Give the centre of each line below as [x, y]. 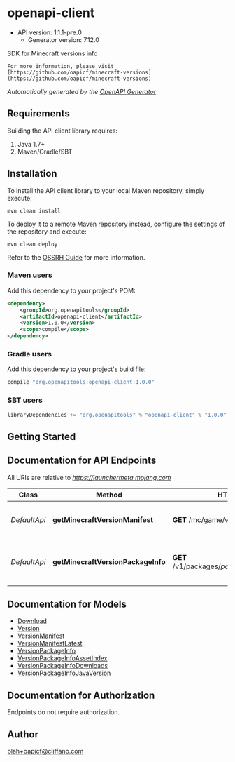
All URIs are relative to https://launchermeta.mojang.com [89, 477]
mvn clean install [34, 211]
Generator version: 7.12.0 [63, 39]
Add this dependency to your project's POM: [71, 290]
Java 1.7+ [31, 144]
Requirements [38, 114]
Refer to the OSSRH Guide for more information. [76, 257]
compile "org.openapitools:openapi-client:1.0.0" [81, 382]
